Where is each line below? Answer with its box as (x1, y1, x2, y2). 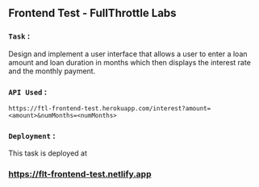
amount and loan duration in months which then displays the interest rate (8, 57, 252, 67)
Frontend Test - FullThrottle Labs (8, 6, 177, 20)
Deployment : (8, 130, 56, 141)
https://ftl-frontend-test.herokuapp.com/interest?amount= (8, 104, 211, 112)
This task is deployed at (8, 148, 87, 158)
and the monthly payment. (8, 66, 96, 76)
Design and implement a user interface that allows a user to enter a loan (8, 48, 248, 59)
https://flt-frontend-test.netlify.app (8, 168, 152, 180)
